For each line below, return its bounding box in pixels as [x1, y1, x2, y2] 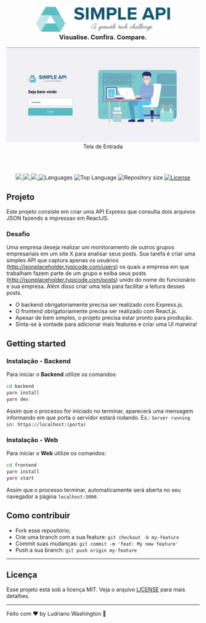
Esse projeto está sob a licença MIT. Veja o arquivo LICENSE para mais [6, 586, 186, 594]
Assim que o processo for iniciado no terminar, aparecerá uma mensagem [6, 407, 194, 415]
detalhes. [6, 592, 30, 600]
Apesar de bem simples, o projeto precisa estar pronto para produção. [15, 314, 194, 322]
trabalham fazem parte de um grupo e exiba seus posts [6, 270, 147, 277]
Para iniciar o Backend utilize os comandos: [6, 371, 118, 378]
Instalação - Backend [6, 357, 71, 365]
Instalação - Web [6, 436, 58, 444]
